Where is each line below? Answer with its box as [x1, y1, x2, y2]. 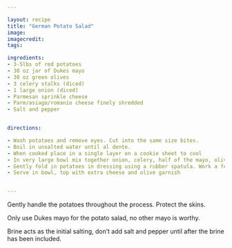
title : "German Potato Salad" [7, 22, 95, 30]
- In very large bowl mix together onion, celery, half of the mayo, [7, 157, 212, 163]
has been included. [7, 235, 62, 243]
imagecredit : [7, 35, 45, 42]
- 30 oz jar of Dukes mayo [7, 67, 85, 74]
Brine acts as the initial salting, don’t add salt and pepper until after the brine [7, 227, 224, 236]
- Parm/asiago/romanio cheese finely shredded [7, 100, 144, 107]
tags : [7, 42, 23, 49]
